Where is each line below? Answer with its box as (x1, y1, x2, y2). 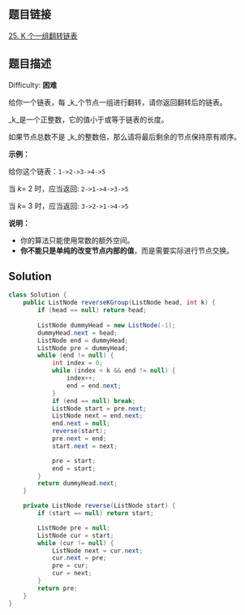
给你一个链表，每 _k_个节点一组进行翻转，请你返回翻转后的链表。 (8, 97, 227, 107)
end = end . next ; (66, 381, 122, 390)
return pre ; (37, 584, 79, 592)
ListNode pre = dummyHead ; (37, 344, 129, 352)
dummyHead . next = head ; (37, 328, 118, 337)
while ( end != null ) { (37, 352, 114, 360)
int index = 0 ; (51, 359, 104, 367)
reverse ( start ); (51, 427, 107, 435)
